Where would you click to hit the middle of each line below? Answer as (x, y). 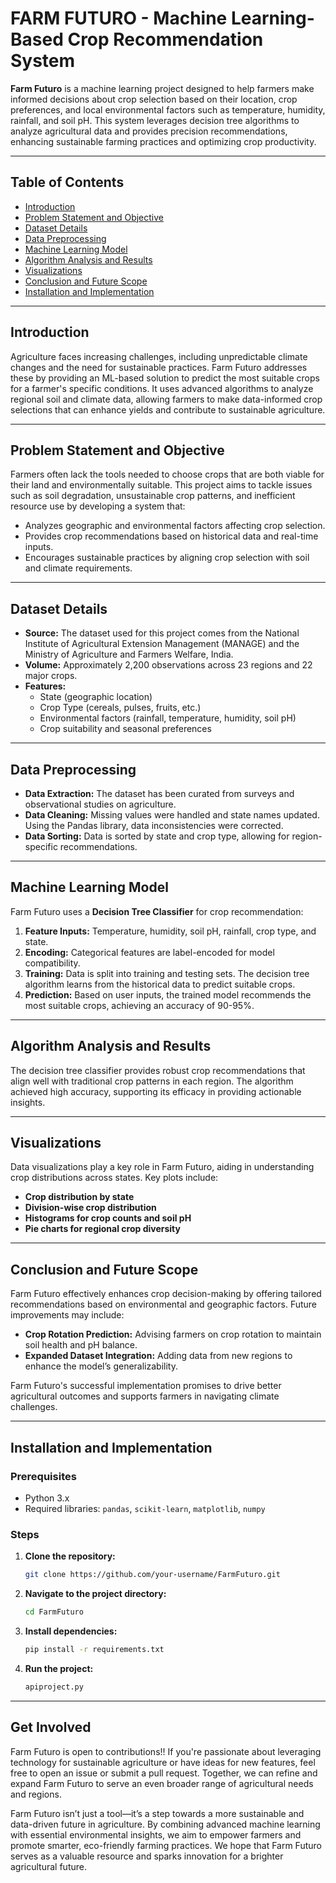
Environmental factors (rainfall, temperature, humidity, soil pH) (168, 718)
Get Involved (51, 1727)
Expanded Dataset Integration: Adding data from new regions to (158, 1356)
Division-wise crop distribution (90, 1208)
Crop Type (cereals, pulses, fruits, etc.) (120, 708)
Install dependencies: (71, 1631)
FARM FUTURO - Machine (119, 18)
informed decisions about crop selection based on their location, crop (154, 99)
